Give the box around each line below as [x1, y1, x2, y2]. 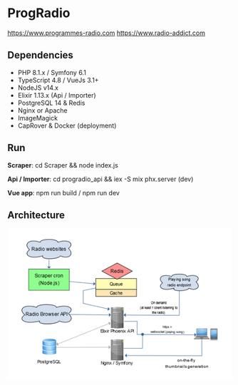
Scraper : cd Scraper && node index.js [7, 160, 119, 169]
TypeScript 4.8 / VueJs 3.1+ [17, 76, 99, 84]
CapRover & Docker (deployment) [17, 121, 117, 130]
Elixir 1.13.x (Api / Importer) [17, 91, 96, 99]
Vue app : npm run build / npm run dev [7, 188, 120, 197]
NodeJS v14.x [17, 83, 59, 92]
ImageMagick [17, 113, 58, 122]
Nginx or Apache [17, 106, 68, 115]
